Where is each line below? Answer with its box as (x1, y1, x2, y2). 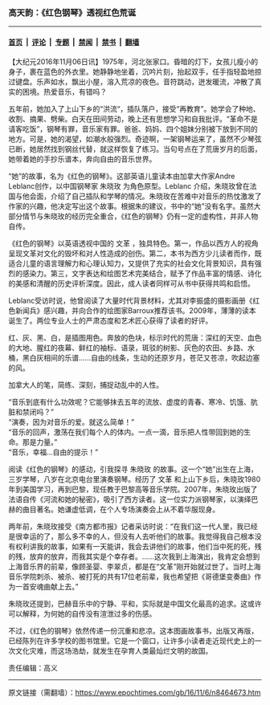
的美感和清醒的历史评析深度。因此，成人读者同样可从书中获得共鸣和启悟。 (8, 279, 255, 288)
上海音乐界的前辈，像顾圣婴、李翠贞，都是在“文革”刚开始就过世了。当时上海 (8, 561, 261, 571)
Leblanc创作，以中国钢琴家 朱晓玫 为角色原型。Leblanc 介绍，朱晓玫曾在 (8, 181, 251, 190)
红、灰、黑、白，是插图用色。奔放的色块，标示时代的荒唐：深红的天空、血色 (8, 332, 262, 342)
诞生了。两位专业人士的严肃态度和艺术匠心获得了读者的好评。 (8, 316, 213, 325)
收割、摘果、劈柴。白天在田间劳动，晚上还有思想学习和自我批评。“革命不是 (8, 114, 259, 124)
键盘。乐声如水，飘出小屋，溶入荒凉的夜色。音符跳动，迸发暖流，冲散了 (14, 76, 255, 86)
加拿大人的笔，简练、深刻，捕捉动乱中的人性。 (8, 380, 163, 389)
